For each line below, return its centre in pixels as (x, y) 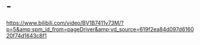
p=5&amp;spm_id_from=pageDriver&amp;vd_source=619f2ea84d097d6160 (100, 29)
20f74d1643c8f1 (27, 35)
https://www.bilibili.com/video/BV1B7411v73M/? (65, 23)
